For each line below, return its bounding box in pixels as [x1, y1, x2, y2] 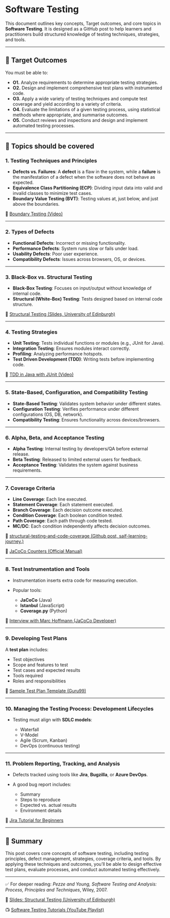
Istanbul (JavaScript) [20, 602, 65, 608]
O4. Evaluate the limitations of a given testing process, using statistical [12, 106, 160, 112]
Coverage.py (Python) [20, 608, 67, 614]
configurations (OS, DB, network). [12, 411, 83, 417]
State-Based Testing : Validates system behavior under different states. [12, 400, 162, 407]
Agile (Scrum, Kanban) [20, 737, 68, 743]
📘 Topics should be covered [5, 142, 95, 151]
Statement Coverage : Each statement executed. [12, 502, 114, 508]
